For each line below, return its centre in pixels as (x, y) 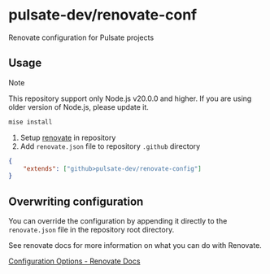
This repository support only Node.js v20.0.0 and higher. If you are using (130, 98)
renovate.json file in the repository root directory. (91, 230)
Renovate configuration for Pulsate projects (81, 37)
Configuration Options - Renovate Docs (74, 261)
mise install (30, 122)
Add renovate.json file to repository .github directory (110, 146)
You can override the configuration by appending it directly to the (118, 221)
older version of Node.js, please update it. (78, 107)
